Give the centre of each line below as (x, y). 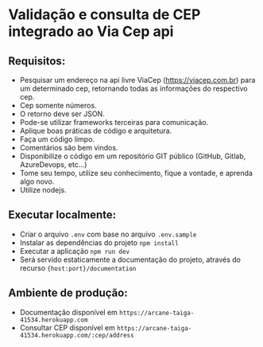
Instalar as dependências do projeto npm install (99, 242)
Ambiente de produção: (68, 293)
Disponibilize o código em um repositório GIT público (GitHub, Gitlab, (133, 156)
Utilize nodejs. (43, 190)
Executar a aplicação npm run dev (74, 251)
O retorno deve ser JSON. (62, 114)
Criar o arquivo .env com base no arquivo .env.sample (108, 234)
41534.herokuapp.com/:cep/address (77, 335)
